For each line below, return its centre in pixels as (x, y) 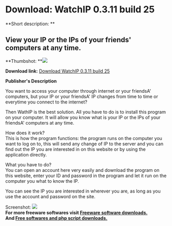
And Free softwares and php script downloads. (56, 218)
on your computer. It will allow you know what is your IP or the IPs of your (83, 117)
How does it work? (25, 133)
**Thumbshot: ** (24, 61)
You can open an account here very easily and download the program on (82, 170)
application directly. (26, 154)
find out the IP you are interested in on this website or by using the (75, 149)
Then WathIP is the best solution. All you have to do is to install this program (85, 112)
